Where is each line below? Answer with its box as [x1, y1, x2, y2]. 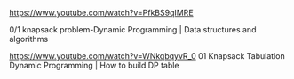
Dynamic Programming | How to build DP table [9, 61, 179, 70]
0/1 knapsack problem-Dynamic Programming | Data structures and [9, 25, 257, 34]
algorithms [9, 34, 49, 44]
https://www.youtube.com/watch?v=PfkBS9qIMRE [9, 8, 194, 18]
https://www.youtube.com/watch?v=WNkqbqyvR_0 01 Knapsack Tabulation [9, 51, 286, 61]
